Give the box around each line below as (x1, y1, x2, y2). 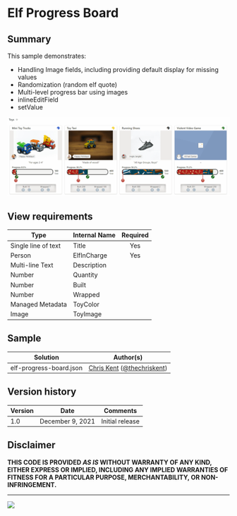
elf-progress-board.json (10, 364, 83, 372)
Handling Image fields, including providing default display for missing (17, 66, 219, 73)
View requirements (7, 210, 93, 222)
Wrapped (73, 290, 100, 299)
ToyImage (73, 310, 102, 318)
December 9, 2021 (39, 416, 95, 425)
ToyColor (73, 300, 100, 308)
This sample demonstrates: (7, 52, 87, 60)
